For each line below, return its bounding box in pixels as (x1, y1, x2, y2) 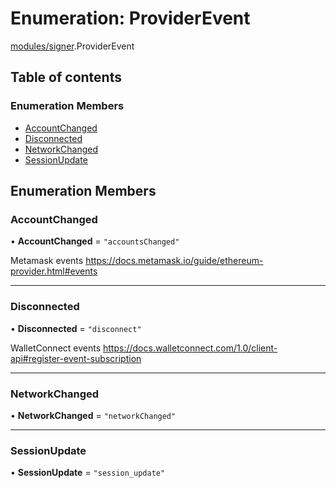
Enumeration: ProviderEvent (10, 7, 251, 30)
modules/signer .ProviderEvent (10, 40, 135, 52)
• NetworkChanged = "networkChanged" (10, 409, 177, 421)
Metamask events (10, 255, 84, 267)
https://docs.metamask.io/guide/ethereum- (85, 255, 264, 267)
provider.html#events (10, 265, 98, 277)
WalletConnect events (10, 342, 102, 354)
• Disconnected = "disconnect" (10, 322, 142, 334)
